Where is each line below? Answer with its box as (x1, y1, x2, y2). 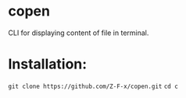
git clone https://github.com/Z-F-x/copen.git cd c (8, 82, 178, 90)
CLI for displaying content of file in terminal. (8, 28, 149, 37)
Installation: (8, 55, 88, 73)
